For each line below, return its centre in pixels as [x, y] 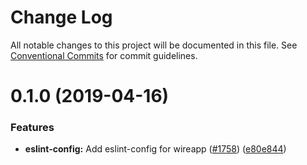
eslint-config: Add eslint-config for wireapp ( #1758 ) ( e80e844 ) [155, 149]
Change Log [61, 17]
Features [32, 128]
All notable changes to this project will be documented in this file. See [154, 45]
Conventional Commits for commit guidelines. [104, 55]
